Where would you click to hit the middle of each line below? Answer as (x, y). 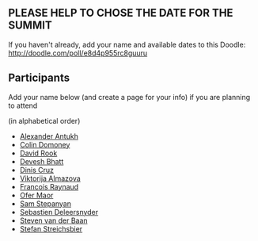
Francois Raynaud (49, 186)
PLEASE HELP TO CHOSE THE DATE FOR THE (121, 13)
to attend (23, 105)
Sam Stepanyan (45, 203)
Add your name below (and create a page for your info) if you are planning (129, 97)
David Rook (38, 153)
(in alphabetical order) (44, 120)
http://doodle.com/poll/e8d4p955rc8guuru (78, 53)
